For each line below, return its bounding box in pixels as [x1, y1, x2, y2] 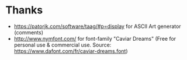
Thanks [5, 3, 43, 17]
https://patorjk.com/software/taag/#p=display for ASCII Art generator [13, 23, 182, 30]
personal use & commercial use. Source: [13, 41, 112, 48]
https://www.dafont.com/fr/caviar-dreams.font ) [13, 47, 128, 54]
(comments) [13, 29, 44, 36]
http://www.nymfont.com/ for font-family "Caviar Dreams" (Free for [13, 35, 176, 42]
